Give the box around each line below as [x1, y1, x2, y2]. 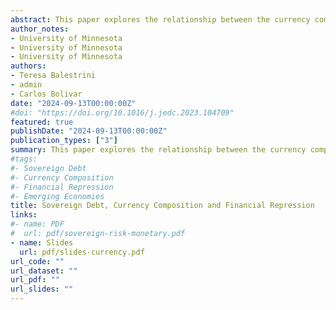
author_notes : [10, 24, 70, 34]
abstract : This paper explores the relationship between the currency [10, 14, 311, 25]
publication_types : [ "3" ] [10, 136, 118, 146]
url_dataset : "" [10, 266, 78, 276]
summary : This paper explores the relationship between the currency [10, 145, 307, 155]
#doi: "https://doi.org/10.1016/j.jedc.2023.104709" [10, 107, 235, 118]
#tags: [10, 154, 38, 164]
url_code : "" [10, 256, 65, 266]
